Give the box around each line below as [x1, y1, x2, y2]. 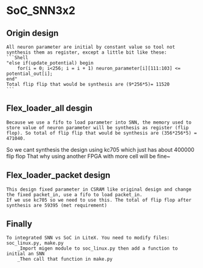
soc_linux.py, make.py [6, 240, 64, 247]
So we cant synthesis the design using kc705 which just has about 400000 [6, 146, 194, 153]
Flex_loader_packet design [6, 170, 111, 180]
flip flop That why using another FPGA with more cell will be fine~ [6, 152, 171, 160]
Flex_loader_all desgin [6, 103, 93, 113]
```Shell [6, 55, 29, 61]
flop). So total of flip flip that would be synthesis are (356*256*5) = [6, 130, 198, 136]
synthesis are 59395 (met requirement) [6, 202, 108, 208]
